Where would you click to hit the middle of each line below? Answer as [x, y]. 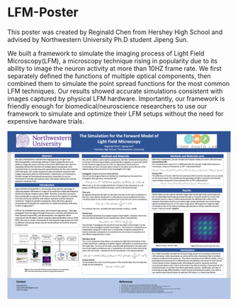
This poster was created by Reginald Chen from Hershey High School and [115, 32]
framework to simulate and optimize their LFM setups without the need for [116, 114]
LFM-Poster [43, 12]
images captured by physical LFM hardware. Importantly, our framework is [116, 98]
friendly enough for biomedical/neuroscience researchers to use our [107, 106]
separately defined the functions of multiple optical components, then [109, 76]
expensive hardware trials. [46, 121]
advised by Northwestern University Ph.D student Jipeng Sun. [98, 39]
